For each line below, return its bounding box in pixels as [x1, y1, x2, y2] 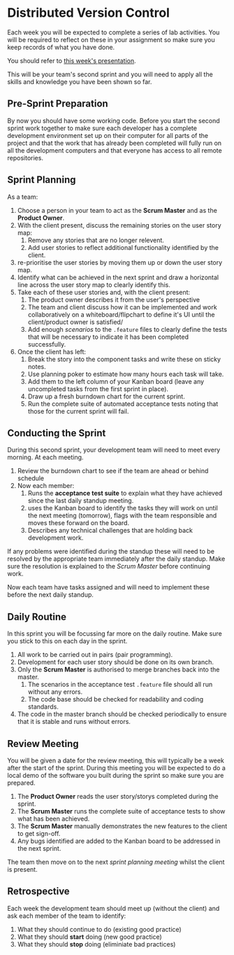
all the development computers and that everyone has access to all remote [7, 146, 222, 155]
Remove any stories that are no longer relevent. [27, 236, 164, 244]
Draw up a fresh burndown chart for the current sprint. [27, 392, 185, 400]
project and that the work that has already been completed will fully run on [7, 139, 222, 147]
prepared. [7, 779, 36, 787]
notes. [27, 362, 47, 370]
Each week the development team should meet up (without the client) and [7, 904, 220, 912]
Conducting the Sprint [7, 427, 106, 439]
